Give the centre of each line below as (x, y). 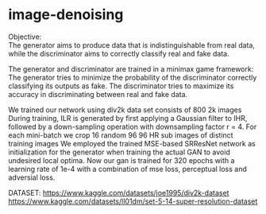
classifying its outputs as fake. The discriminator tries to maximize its (121, 86)
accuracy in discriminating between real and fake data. (98, 94)
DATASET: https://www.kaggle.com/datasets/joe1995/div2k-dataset (119, 193)
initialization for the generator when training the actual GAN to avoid (119, 152)
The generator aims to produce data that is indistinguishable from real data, (132, 45)
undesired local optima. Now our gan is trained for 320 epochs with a (121, 160)
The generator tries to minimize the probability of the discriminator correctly (133, 77)
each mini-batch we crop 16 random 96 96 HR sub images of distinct (121, 135)
